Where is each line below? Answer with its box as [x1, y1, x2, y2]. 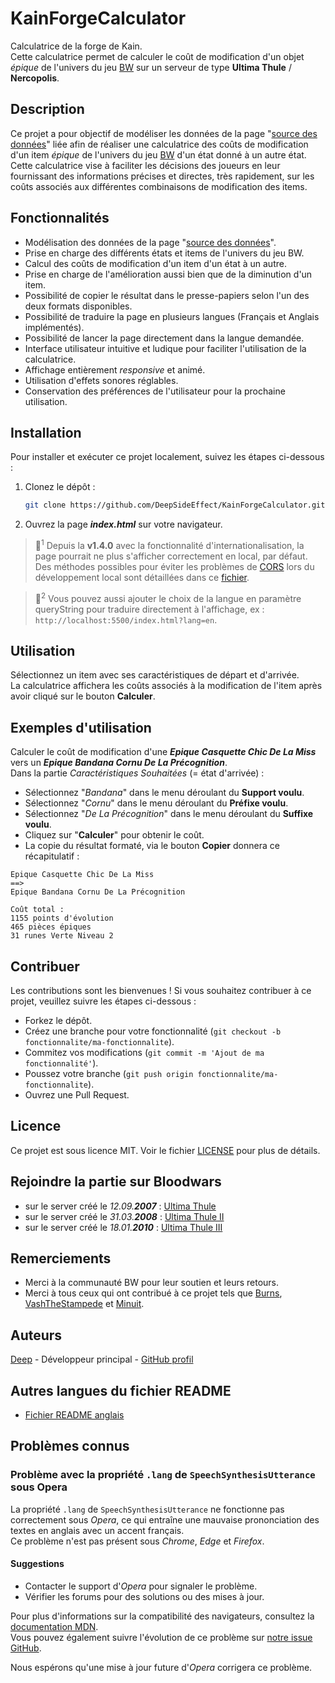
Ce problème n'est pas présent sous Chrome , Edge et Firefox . [10, 1535, 265, 1547]
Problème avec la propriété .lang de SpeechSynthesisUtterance [10, 1468, 316, 1482]
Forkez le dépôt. [24, 1015, 93, 1026]
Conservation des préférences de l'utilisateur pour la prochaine [24, 385, 286, 397]
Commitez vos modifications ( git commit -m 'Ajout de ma [24, 1047, 265, 1058]
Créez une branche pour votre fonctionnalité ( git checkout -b [24, 1025, 282, 1037]
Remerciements [10, 1250, 112, 1267]
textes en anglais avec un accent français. [10, 1524, 185, 1536]
